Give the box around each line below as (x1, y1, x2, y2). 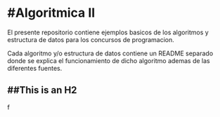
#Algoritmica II (7, 5, 96, 21)
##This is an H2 (7, 84, 77, 96)
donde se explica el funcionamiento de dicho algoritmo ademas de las (7, 56, 210, 64)
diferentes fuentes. (7, 64, 63, 72)
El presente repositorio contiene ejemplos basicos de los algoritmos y (7, 28, 209, 36)
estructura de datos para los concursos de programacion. (7, 35, 174, 43)
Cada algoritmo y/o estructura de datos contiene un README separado (7, 49, 214, 57)
